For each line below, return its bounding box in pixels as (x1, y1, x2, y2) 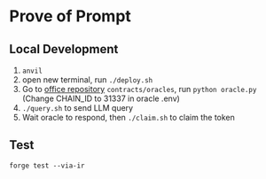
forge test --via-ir (9, 161, 86, 170)
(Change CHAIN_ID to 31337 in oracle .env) (21, 93, 180, 104)
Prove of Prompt (9, 6, 131, 27)
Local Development (9, 42, 119, 57)
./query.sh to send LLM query (21, 103, 134, 113)
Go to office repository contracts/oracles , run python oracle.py (21, 84, 257, 94)
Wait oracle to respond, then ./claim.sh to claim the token (21, 113, 235, 122)
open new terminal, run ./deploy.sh (21, 74, 153, 85)
